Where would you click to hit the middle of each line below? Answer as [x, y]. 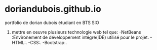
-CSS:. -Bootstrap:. [47, 42]
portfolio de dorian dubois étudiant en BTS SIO [52, 23]
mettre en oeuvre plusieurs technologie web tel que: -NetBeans [76, 32]
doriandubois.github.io [53, 9]
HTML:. [19, 42]
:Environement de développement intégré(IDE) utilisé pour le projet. [80, 37]
